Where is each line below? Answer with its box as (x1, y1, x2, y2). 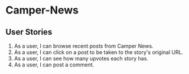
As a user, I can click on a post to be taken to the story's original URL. (14, 49, 184, 56)
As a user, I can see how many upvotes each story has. (14, 55, 149, 62)
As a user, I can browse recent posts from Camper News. (14, 42, 154, 49)
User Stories (5, 27, 53, 37)
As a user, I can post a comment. (14, 61, 94, 68)
